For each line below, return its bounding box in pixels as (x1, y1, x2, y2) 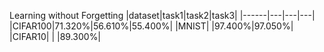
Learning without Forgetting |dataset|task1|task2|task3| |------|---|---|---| (9, 10, 316, 21)
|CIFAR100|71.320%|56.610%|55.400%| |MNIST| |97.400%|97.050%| (9, 20, 294, 32)
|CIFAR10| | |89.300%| (9, 31, 102, 42)
